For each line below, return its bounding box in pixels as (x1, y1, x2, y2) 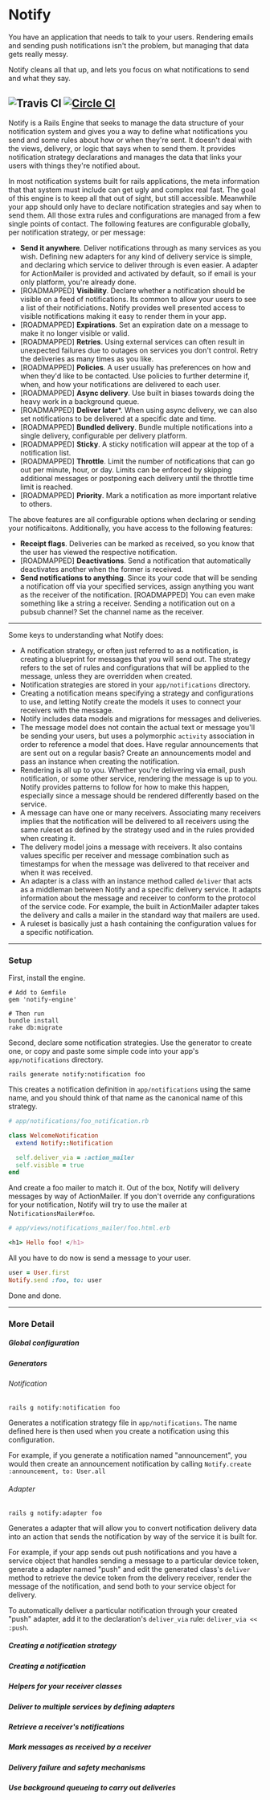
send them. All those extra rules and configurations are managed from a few (8, 210, 261, 220)
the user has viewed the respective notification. (19, 547, 178, 557)
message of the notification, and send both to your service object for (8, 1581, 236, 1591)
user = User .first (8, 1269, 70, 1277)
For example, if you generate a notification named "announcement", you (8, 1450, 247, 1459)
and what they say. (8, 73, 71, 83)
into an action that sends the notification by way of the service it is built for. (8, 1532, 258, 1541)
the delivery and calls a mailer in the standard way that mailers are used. (19, 910, 260, 920)
